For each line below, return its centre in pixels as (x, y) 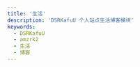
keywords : (22, 27)
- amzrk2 (26, 40)
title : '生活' (27, 14)
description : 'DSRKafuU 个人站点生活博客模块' (71, 20)
